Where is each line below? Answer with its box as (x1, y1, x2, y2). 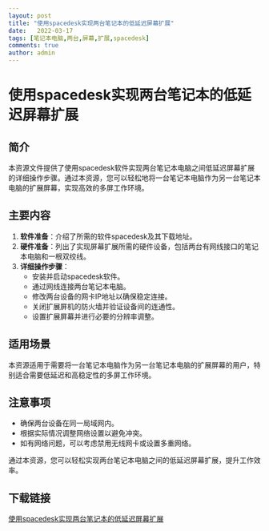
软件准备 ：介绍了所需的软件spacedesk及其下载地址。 (19, 231, 197, 241)
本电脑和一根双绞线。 (19, 251, 90, 261)
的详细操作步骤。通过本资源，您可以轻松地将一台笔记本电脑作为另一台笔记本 (8, 173, 261, 183)
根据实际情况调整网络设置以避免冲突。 (19, 428, 147, 438)
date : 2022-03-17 (8, 26, 74, 34)
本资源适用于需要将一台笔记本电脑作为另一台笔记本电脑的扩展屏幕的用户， (8, 360, 254, 369)
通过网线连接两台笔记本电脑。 (31, 281, 130, 291)
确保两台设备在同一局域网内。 (19, 418, 118, 428)
